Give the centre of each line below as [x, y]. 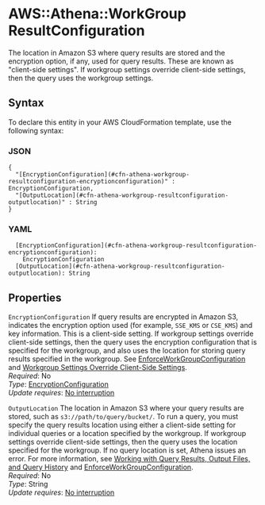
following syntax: [36, 130]
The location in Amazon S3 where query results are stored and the [117, 52]
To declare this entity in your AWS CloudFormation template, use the [120, 122]
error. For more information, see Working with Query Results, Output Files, [129, 459]
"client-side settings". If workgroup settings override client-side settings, [127, 69]
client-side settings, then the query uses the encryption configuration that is [133, 342]
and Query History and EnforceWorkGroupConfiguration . [101, 467]
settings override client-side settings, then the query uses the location [123, 442]
